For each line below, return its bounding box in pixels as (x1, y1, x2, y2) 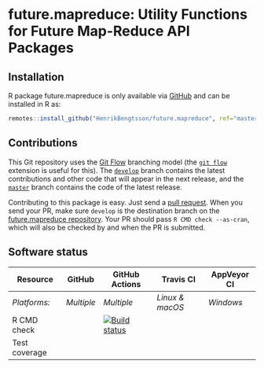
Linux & (156, 292, 185, 303)
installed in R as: (8, 100, 61, 109)
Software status (8, 245, 89, 259)
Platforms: (12, 296, 50, 307)
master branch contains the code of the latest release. (8, 182, 182, 192)
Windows (207, 296, 244, 307)
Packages (8, 39, 75, 57)
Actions (111, 278, 141, 289)
